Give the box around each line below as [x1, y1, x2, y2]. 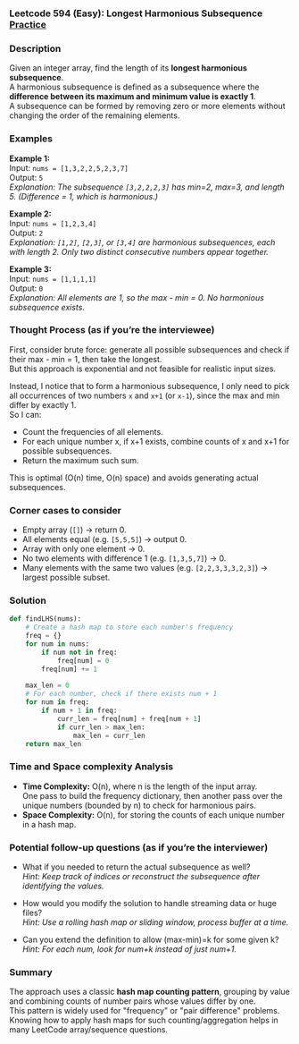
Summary [9, 965, 54, 978]
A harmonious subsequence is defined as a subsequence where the [9, 81, 260, 92]
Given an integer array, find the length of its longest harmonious [9, 63, 248, 73]
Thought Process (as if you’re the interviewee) [9, 324, 216, 336]
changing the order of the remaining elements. [9, 110, 180, 121]
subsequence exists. [9, 301, 85, 312]
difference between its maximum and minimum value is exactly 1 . [9, 91, 256, 102]
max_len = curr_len [72, 731, 145, 740]
